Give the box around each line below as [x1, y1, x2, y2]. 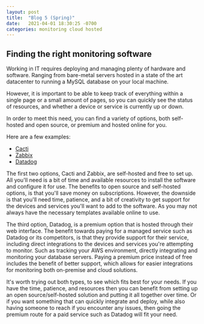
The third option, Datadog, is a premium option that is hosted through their [6, 221, 194, 228]
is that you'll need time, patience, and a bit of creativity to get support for [6, 196, 191, 203]
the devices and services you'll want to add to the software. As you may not [6, 203, 197, 210]
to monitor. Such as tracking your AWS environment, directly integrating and [6, 247, 198, 254]
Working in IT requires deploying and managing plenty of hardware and [6, 65, 186, 72]
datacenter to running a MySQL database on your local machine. [6, 78, 169, 86]
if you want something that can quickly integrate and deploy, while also [6, 298, 185, 305]
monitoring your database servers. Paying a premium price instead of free [6, 254, 192, 261]
